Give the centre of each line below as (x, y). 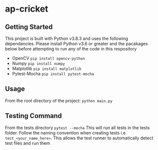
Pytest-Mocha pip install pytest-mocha (53, 74)
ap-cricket (27, 9)
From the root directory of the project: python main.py (59, 100)
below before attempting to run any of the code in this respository (71, 49)
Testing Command (34, 116)
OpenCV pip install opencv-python (48, 58)
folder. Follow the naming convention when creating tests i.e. (66, 133)
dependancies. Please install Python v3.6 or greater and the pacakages (77, 44)
